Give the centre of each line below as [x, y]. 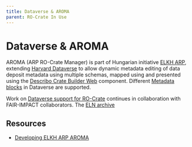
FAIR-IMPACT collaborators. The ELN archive [60, 105]
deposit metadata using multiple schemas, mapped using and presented [93, 75]
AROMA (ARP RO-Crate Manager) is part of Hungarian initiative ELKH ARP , [96, 62]
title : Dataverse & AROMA [38, 11]
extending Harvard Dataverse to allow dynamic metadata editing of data [93, 69]
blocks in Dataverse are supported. [48, 87]
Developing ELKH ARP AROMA [52, 138]
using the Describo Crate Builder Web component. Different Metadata [90, 81]
